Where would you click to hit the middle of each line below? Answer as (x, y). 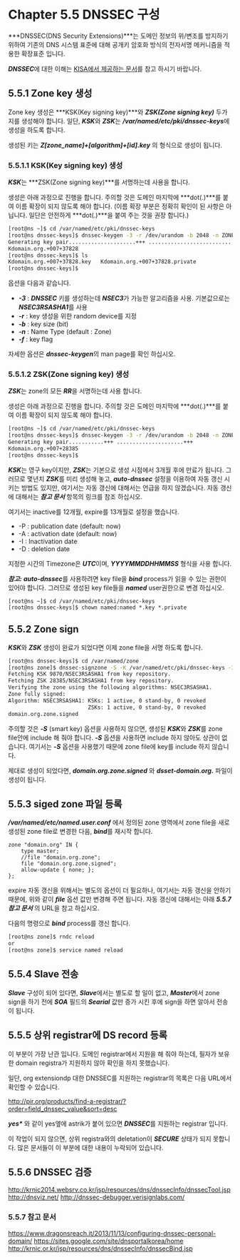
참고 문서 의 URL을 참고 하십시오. (54, 908)
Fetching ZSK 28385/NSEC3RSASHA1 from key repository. (91, 681)
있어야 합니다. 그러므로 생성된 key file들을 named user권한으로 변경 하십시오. (116, 588)
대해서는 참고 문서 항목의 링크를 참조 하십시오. (79, 496)
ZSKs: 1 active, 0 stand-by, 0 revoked (146, 707)
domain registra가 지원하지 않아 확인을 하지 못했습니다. (93, 1063)
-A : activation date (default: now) (68, 533)
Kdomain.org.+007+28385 (43, 449)
